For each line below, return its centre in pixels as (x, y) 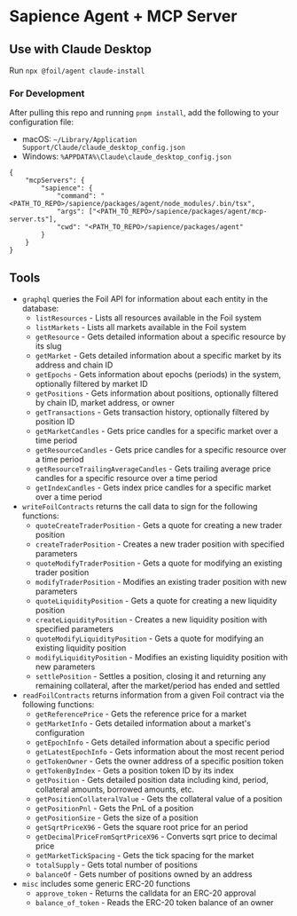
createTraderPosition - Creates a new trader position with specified (160, 544)
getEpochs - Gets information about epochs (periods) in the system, (158, 375)
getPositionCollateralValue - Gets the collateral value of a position (159, 799)
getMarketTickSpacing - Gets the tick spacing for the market (145, 856)
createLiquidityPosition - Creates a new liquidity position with (151, 620)
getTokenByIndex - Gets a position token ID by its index (135, 770)
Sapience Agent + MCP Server (123, 16)
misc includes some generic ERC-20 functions (106, 884)
